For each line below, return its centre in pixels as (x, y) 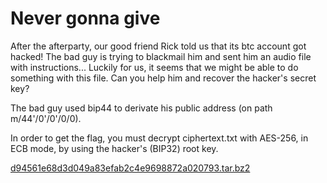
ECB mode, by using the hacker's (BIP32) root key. (114, 148)
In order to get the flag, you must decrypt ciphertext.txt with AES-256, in (159, 138)
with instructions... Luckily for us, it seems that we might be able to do (154, 67)
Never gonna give (85, 18)
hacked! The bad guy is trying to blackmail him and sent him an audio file (161, 56)
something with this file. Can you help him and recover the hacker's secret (163, 78)
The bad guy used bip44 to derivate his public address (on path (141, 108)
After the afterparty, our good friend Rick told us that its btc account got (158, 46)
